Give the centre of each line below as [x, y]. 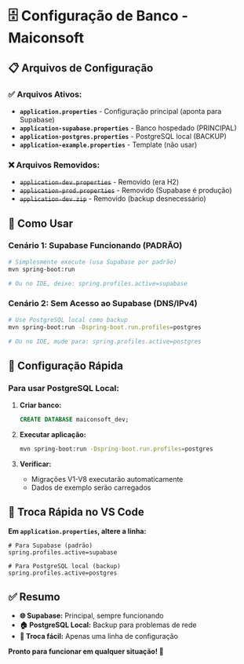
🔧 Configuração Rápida [66, 365]
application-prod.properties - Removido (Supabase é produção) [126, 191]
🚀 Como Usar [41, 223]
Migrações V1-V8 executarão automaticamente [107, 479]
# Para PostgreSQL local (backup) [65, 566]
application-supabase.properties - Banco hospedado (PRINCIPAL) [128, 128]
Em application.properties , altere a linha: [77, 531]
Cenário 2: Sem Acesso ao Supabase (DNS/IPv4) [103, 304]
